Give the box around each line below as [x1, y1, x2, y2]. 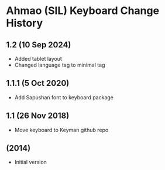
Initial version [14, 159, 47, 166]
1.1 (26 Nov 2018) [6, 111, 70, 121]
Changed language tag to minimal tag [14, 61, 105, 68]
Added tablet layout [14, 55, 63, 62]
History [6, 16, 43, 30]
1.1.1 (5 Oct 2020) [6, 78, 70, 88]
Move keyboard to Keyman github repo [14, 126, 109, 133]
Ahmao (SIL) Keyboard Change [6, 4, 160, 18]
